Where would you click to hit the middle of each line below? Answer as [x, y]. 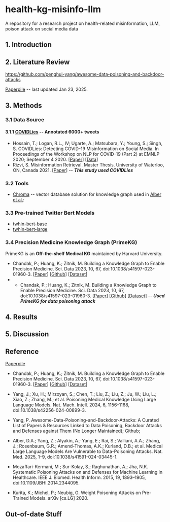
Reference [22, 351]
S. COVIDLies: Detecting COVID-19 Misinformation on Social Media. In [86, 149]
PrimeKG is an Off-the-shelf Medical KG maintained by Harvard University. [84, 253]
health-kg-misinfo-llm [53, 9]
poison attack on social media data [42, 28]
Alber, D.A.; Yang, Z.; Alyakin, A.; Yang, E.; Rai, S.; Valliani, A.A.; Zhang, [87, 441]
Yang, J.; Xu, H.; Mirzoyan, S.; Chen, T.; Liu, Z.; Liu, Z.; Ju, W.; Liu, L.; [84, 394]
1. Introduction [28, 45]
